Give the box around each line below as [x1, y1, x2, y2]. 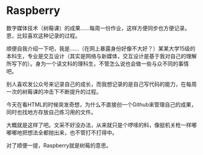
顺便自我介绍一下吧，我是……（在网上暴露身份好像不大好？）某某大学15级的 [6, 45, 196, 52]
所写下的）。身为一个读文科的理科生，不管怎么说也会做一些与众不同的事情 [6, 60, 189, 67]
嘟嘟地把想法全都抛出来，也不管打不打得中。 [6, 128, 118, 136]
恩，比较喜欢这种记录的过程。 [6, 31, 80, 39]
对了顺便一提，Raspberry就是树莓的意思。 [6, 142, 112, 149]
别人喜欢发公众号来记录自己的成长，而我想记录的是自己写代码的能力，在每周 [6, 80, 197, 88]
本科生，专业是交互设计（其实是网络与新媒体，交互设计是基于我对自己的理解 [6, 52, 197, 59]
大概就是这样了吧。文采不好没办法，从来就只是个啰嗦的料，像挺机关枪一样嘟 [6, 121, 197, 128]
